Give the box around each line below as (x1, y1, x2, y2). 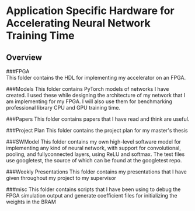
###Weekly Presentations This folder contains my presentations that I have (6, 168, 187, 175)
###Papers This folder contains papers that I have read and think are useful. (6, 115, 190, 122)
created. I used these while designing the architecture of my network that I (6, 92, 186, 98)
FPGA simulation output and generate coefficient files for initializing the (6, 192, 177, 199)
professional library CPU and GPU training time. (6, 104, 121, 111)
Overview (6, 52, 43, 62)
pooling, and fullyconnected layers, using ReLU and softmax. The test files (6, 151, 185, 158)
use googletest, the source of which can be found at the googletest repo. (6, 157, 182, 164)
